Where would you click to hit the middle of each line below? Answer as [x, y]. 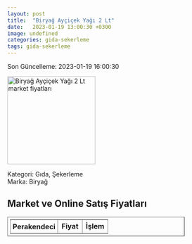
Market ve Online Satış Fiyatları [77, 204]
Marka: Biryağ [27, 181]
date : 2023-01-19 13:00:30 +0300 [59, 27]
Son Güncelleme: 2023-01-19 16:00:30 [63, 66]
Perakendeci [34, 226]
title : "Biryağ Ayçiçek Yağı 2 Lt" [61, 20]
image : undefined [33, 33]
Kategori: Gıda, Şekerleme [45, 174]
